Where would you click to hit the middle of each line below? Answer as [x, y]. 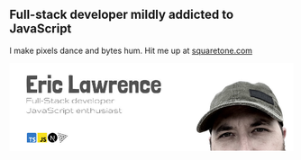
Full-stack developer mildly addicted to [122, 15]
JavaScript [41, 29]
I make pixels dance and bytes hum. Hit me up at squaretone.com [131, 50]
